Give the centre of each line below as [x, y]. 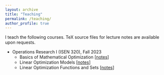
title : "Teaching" [24, 14]
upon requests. [20, 43]
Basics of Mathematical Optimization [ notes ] [64, 57]
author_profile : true [27, 23]
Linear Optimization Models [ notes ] [55, 62]
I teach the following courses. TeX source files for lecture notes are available [82, 37]
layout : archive [22, 10]
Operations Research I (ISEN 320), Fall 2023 [57, 52]
